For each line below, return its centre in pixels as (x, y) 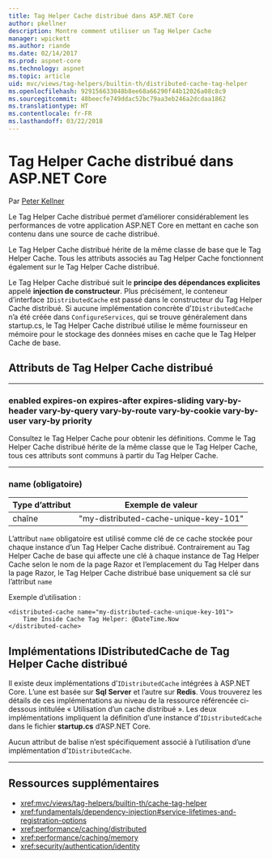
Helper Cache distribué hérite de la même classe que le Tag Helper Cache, (133, 447)
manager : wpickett (39, 38)
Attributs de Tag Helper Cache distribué (111, 368)
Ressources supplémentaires (84, 783)
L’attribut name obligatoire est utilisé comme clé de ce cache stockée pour (131, 538)
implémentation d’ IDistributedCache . (70, 751)
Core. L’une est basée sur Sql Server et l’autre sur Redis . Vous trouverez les (135, 692)
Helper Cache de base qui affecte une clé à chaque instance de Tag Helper (134, 556)
